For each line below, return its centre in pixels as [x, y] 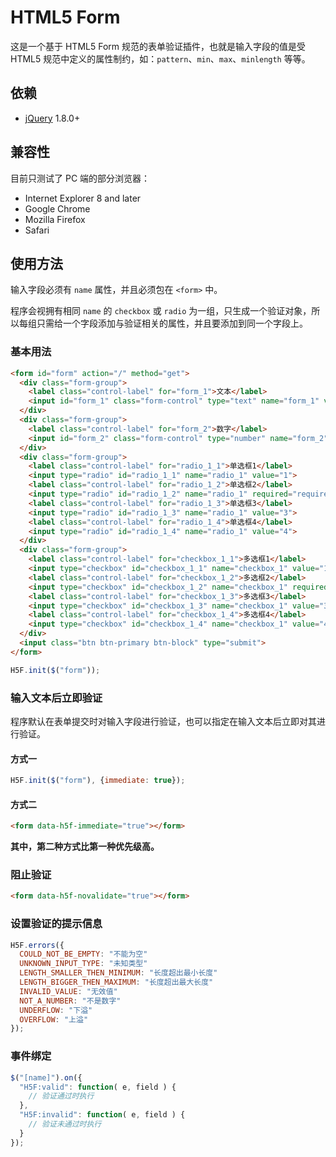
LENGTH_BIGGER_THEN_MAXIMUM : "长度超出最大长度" [116, 982]
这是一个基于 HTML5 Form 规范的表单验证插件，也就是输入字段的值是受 [158, 46]
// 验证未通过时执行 [65, 1124]
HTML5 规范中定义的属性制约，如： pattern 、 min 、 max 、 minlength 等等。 [160, 58]
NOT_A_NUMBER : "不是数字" [70, 1001]
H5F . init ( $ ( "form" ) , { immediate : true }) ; [98, 781]
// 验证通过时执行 [61, 1096]
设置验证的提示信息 [56, 924]
